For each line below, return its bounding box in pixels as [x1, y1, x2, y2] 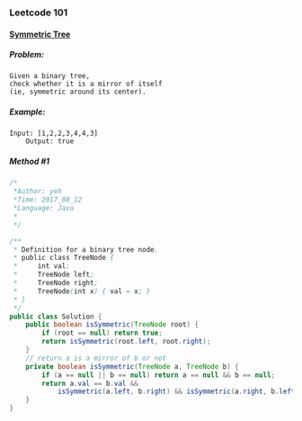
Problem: [9, 49, 45, 60]
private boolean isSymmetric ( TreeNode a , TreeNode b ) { [25, 362, 240, 371]
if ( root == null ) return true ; [41, 328, 164, 338]
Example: [9, 106, 46, 118]
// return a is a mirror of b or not [25, 354, 167, 363]
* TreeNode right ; [13, 279, 99, 288]
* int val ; [13, 262, 70, 271]
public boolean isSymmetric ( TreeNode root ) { [25, 320, 200, 329]
